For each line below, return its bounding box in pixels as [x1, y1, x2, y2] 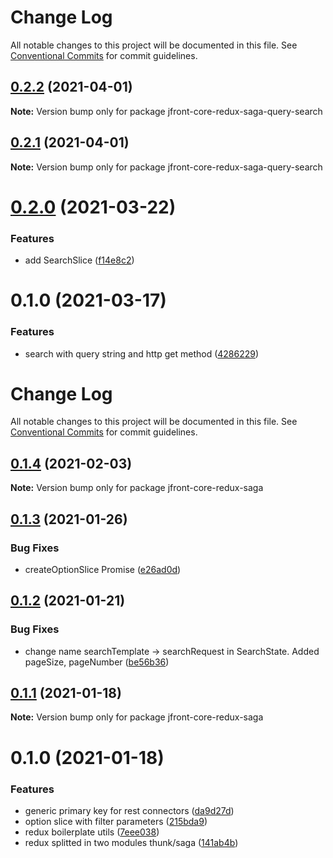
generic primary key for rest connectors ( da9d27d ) [24, 804, 235, 816]
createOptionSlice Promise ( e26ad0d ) [24, 563, 182, 575]
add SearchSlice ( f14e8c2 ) [24, 254, 135, 266]
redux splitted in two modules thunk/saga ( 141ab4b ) [24, 836, 239, 848]
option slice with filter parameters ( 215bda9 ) [24, 815, 208, 827]
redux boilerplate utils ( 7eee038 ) [24, 826, 160, 838]
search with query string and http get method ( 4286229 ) [24, 347, 260, 360]
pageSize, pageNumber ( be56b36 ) [24, 656, 170, 668]
